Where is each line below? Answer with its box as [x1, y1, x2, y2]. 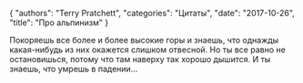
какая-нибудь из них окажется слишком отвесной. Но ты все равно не [9, 44, 287, 55]
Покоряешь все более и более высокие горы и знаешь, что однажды [9, 35, 279, 45]
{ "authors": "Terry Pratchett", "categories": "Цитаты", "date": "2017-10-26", [9, 8, 296, 18]
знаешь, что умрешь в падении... [9, 63, 138, 74]
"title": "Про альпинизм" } [9, 17, 109, 28]
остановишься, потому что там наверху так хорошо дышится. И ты [9, 54, 271, 64]
